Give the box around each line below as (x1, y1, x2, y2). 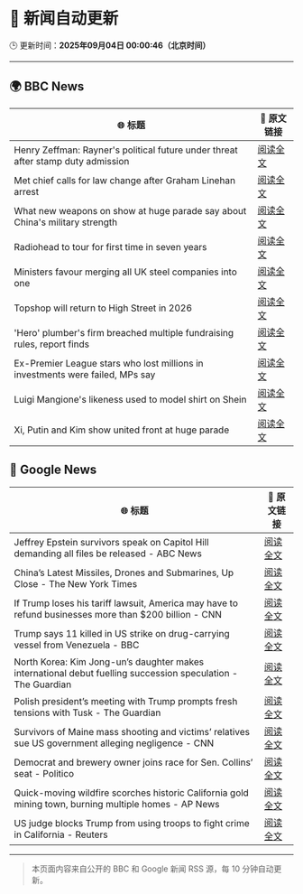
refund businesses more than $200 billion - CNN (14, 608, 223, 620)
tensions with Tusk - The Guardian (14, 706, 161, 719)
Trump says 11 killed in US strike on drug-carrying (14, 627, 230, 639)
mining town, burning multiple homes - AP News (14, 797, 220, 810)
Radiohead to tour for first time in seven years (14, 240, 207, 253)
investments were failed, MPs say (14, 368, 156, 380)
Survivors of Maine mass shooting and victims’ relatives (14, 725, 251, 738)
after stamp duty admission (14, 154, 130, 167)
